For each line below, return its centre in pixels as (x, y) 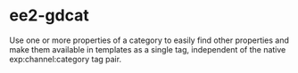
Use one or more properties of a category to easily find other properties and (149, 40)
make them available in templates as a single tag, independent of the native (148, 49)
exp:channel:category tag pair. (66, 59)
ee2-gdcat (49, 16)
